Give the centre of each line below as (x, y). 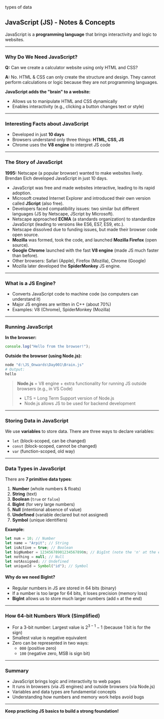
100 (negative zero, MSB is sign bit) (55, 653)
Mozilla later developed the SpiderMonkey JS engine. (66, 266)
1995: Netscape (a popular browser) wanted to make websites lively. (74, 173)
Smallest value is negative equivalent (49, 638)
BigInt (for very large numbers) (43, 505)
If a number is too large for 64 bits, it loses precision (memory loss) (80, 593)
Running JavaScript (29, 327)
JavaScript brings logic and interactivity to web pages (66, 681)
